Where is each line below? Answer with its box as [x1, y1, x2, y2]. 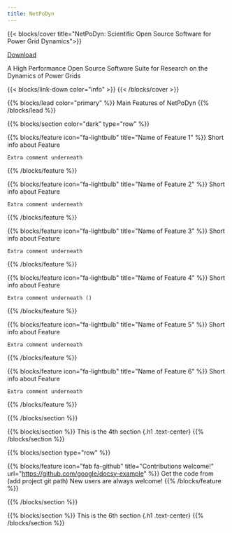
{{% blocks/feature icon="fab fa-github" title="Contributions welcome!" [7, 462, 215, 470]
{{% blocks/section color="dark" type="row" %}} [7, 120, 150, 128]
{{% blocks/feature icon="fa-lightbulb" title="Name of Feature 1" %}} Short [7, 133, 224, 141]
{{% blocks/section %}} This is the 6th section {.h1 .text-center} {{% [7, 511, 204, 520]
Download [7, 50, 37, 59]
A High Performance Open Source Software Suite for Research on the [7, 64, 208, 72]
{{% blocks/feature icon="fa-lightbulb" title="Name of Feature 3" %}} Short [7, 227, 225, 235]
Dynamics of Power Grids [7, 71, 81, 80]
